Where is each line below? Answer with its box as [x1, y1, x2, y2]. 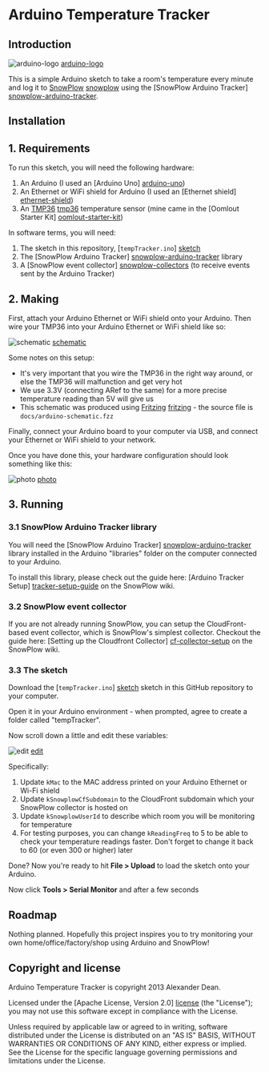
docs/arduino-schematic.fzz [19, 412, 114, 421]
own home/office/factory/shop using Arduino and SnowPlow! [8, 938, 210, 948]
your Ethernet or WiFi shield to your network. [8, 435, 157, 445]
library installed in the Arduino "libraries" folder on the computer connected [8, 548, 258, 558]
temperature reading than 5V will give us [19, 394, 155, 404]
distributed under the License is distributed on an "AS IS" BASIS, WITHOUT [8, 1030, 256, 1040]
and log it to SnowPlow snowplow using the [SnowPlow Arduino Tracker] [8, 82, 248, 92]
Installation [8, 114, 66, 128]
